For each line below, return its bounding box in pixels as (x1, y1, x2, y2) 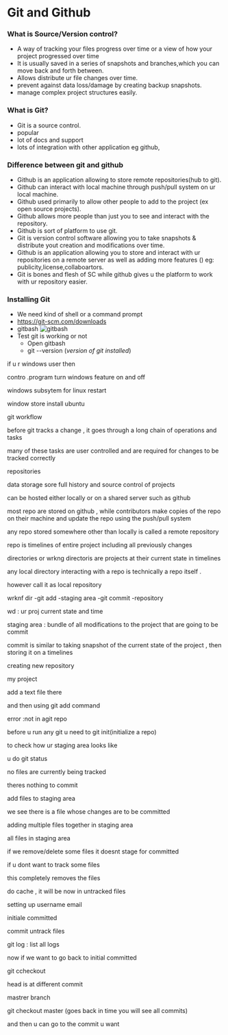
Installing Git (7, 295, 50, 304)
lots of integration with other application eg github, (16, 142, 160, 151)
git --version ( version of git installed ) (27, 347, 131, 355)
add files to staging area (7, 795, 75, 803)
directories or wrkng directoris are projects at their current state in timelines (7, 554, 221, 562)
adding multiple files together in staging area (7, 821, 134, 830)
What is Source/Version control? (7, 29, 118, 39)
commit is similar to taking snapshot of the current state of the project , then (7, 641, 222, 649)
